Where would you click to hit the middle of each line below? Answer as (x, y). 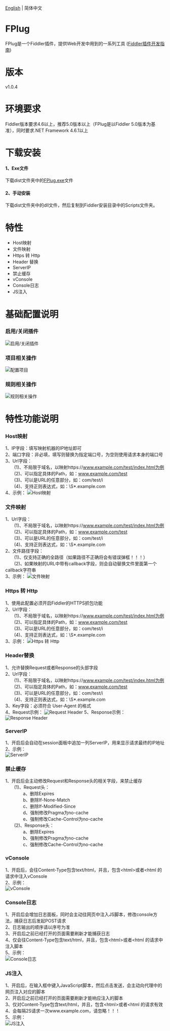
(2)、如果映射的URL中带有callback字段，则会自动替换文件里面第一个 (86, 564)
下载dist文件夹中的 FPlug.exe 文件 (39, 181)
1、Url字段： (18, 519)
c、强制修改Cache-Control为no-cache (63, 845)
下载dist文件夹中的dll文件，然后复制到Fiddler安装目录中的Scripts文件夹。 (81, 205)
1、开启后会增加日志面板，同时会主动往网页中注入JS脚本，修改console (79, 914)
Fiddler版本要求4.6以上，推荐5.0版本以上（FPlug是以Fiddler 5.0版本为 (78, 124)
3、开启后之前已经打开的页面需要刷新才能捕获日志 (58, 933)
